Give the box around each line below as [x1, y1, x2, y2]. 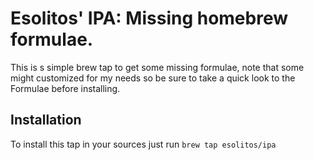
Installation [10, 112, 82, 129]
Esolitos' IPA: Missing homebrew [10, 7, 289, 30]
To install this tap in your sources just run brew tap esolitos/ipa [10, 138, 277, 150]
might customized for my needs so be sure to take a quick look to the [10, 72, 296, 84]
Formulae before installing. [10, 82, 121, 94]
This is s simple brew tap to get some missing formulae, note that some [10, 61, 305, 73]
